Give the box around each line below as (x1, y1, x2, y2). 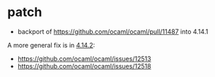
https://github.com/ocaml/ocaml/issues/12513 (17, 54, 151, 63)
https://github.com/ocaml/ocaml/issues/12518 (17, 62, 151, 70)
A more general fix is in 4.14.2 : (7, 41, 95, 49)
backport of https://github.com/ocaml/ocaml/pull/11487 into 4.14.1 (17, 27, 209, 36)
